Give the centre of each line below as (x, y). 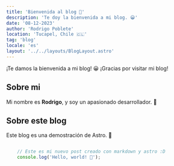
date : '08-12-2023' (31, 23)
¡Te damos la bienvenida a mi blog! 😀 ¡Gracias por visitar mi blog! (87, 68)
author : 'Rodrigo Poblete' (40, 29)
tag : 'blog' (21, 40)
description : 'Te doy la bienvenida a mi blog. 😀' (72, 18)
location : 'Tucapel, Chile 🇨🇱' (47, 34)
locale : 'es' (23, 46)
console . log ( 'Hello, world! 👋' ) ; (59, 158)
